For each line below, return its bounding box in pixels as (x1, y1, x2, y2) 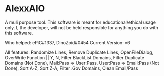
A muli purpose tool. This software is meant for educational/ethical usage (5, 19, 156, 25)
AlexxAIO (5, 3, 45, 14)
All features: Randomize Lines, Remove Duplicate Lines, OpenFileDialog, (5, 49, 154, 55)
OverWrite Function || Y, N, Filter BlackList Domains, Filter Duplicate (5, 54, 145, 60)
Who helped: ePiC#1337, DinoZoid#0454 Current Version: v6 (5, 39, 130, 45)
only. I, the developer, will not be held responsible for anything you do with (5, 24, 158, 30)
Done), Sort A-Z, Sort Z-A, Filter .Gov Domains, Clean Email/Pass (5, 65, 138, 71)
